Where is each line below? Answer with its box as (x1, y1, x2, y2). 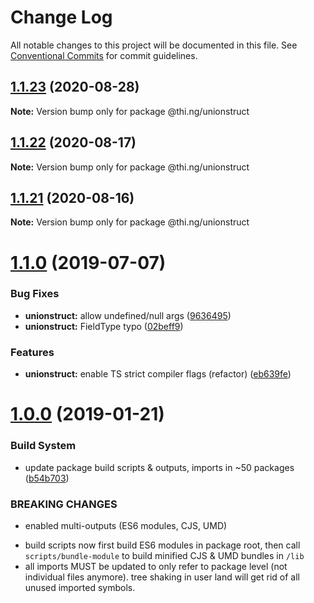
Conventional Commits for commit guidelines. (10, 49, 198, 61)
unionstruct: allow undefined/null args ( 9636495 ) (24, 309, 232, 321)
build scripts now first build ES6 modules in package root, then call (24, 539, 301, 551)
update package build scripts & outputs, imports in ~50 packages (24, 461, 295, 473)
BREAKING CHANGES (10, 497, 118, 511)
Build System (10, 439, 77, 453)
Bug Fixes (10, 287, 60, 301)
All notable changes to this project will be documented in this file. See (10, 39, 298, 51)
